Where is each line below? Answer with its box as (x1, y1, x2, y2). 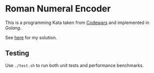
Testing (5, 49, 29, 57)
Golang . (5, 24, 21, 30)
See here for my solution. (5, 34, 57, 40)
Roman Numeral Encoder (5, 3, 111, 14)
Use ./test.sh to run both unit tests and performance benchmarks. (5, 62, 144, 68)
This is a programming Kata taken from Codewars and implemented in (5, 19, 149, 25)
